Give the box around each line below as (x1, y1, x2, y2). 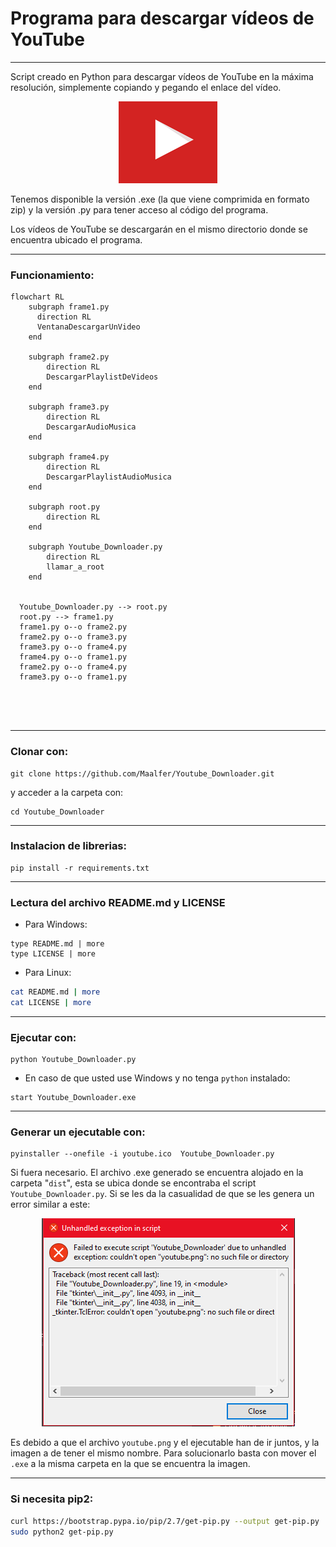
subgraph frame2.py (28, 352, 110, 362)
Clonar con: (10, 745, 69, 759)
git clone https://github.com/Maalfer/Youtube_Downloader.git (10, 768, 275, 779)
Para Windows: (24, 918, 88, 931)
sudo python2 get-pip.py (10, 1527, 114, 1537)
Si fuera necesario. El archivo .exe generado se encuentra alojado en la (10, 1167, 304, 1179)
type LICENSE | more (10, 949, 97, 959)
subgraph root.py (28, 502, 101, 512)
